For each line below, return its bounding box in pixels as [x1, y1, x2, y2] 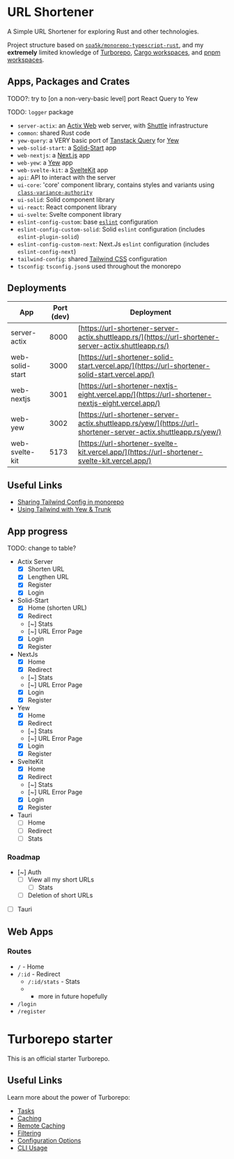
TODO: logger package [7, 107, 74, 116]
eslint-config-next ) [17, 247, 77, 255]
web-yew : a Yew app [17, 158, 73, 167]
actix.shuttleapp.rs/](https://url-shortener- [77, 332, 219, 341]
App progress [7, 525, 68, 537]
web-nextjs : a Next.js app [17, 151, 91, 159]
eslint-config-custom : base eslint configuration [17, 217, 158, 226]
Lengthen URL [27, 573, 70, 581]
